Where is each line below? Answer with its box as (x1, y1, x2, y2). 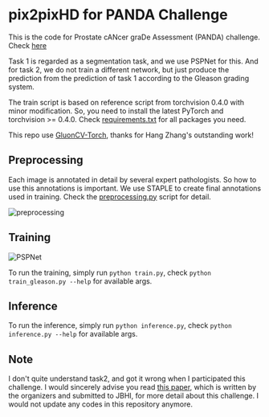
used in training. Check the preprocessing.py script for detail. (8, 191, 211, 202)
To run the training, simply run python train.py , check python (8, 268, 211, 277)
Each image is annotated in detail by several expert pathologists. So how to (8, 174, 257, 184)
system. (8, 82, 35, 92)
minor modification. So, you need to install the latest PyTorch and (8, 106, 224, 116)
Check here (8, 40, 47, 50)
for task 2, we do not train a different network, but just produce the (8, 64, 230, 74)
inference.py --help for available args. (8, 329, 138, 339)
